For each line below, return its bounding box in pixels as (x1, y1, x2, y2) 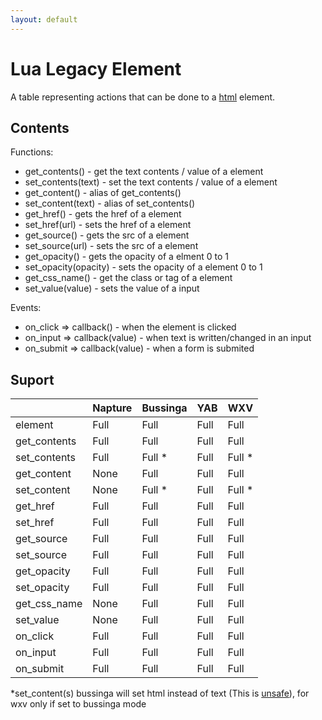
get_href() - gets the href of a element (24, 208, 182, 220)
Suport (10, 371, 55, 388)
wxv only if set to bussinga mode (10, 698, 147, 710)
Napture (92, 401, 133, 415)
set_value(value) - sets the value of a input (24, 282, 200, 295)
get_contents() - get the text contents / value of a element (24, 166, 264, 178)
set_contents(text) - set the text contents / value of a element (24, 176, 278, 188)
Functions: (10, 146, 54, 158)
